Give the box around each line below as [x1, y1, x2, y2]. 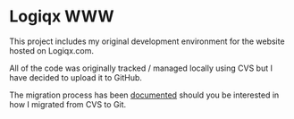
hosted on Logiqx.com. [9, 45, 95, 55]
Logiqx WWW [9, 6, 114, 27]
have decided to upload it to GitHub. [9, 72, 143, 82]
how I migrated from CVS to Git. [9, 98, 127, 109]
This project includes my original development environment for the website [9, 36, 285, 47]
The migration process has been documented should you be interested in [9, 89, 280, 100]
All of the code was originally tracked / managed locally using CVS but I [9, 63, 273, 73]
